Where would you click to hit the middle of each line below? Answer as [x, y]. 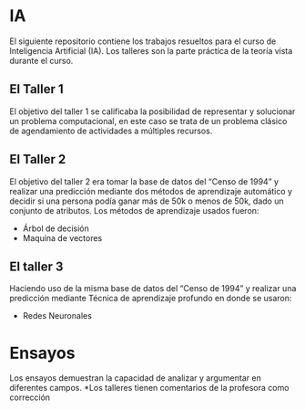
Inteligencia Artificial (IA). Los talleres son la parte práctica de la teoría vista [151, 50]
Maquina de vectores [62, 237]
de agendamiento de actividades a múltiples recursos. [111, 131]
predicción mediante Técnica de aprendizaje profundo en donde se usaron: [151, 299]
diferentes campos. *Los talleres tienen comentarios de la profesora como [149, 388]
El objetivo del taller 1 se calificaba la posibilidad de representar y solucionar [152, 111]
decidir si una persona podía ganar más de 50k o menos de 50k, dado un [147, 201]
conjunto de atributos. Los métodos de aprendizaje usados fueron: [134, 210]
